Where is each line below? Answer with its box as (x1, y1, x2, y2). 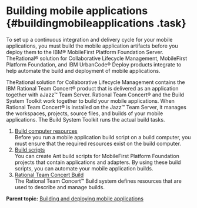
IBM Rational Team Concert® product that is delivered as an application (6, 85, 179, 92)
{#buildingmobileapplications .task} (6, 16, 186, 30)
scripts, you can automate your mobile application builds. (14, 165, 153, 172)
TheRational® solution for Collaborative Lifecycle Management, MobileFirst (6, 55, 187, 62)
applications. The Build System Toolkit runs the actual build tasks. (6, 116, 165, 123)
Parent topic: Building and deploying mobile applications (6, 195, 144, 202)
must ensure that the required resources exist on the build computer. (14, 140, 181, 147)
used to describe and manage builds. (14, 183, 105, 190)
